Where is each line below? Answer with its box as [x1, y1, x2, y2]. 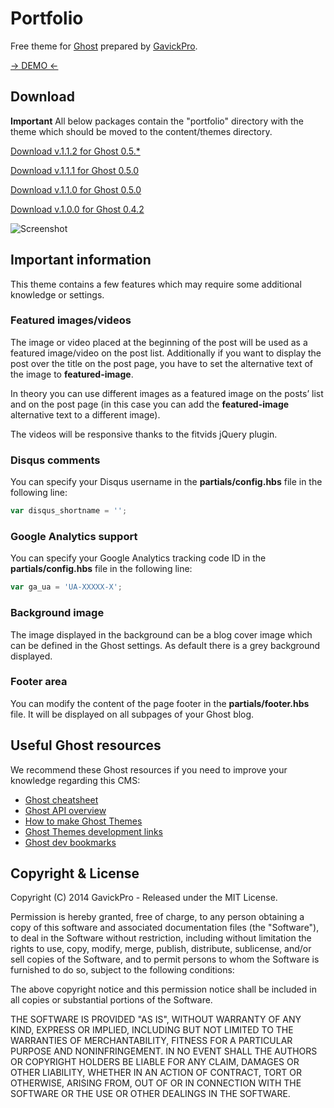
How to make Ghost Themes [24, 815, 143, 827]
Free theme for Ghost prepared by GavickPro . [10, 40, 198, 52]
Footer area [10, 675, 68, 689]
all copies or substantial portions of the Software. [10, 994, 213, 1006]
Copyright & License [10, 865, 140, 882]
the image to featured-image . [10, 368, 134, 380]
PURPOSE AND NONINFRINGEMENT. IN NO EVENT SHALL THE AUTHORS [10, 1045, 318, 1057]
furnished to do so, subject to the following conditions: [10, 964, 235, 976]
